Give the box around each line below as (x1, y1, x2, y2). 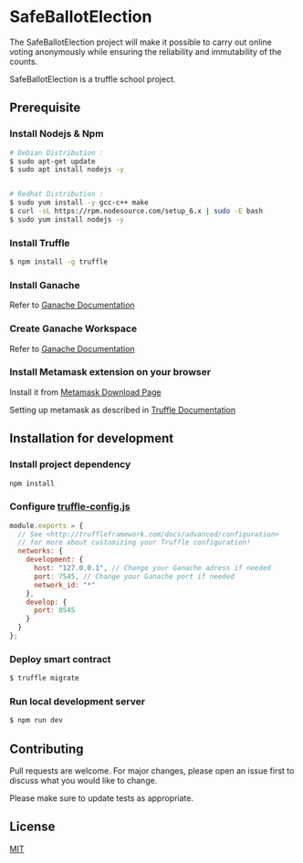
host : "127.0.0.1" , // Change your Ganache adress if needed (33, 564, 272, 573)
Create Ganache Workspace (9, 322, 138, 335)
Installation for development (9, 431, 174, 446)
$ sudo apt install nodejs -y (9, 165, 125, 174)
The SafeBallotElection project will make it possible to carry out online (9, 36, 272, 47)
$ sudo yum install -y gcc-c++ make (9, 198, 149, 207)
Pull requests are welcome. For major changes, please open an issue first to (9, 765, 295, 776)
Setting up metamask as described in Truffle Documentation (9, 404, 236, 415)
